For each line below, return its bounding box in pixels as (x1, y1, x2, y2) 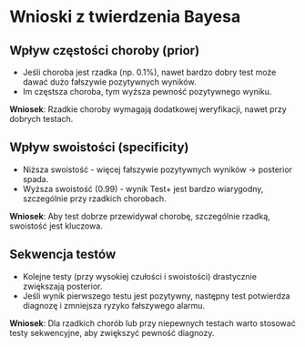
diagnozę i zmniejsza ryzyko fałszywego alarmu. (22, 300, 206, 311)
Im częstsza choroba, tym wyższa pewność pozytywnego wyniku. (22, 87, 272, 97)
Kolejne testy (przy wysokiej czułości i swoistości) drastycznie (22, 270, 258, 281)
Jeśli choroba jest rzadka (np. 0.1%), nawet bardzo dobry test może (22, 66, 277, 77)
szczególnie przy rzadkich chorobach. (22, 193, 167, 204)
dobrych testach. (9, 114, 74, 124)
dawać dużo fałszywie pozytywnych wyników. (22, 77, 197, 87)
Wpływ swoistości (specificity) (9, 139, 189, 156)
